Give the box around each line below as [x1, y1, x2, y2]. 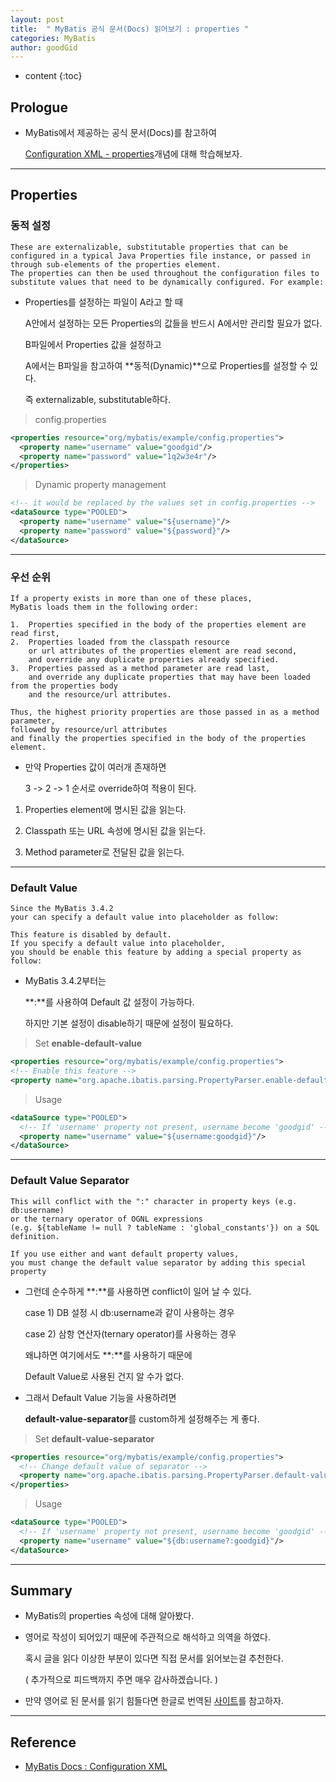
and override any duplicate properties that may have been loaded [28, 672, 311, 682]
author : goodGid [10, 42, 78, 53]
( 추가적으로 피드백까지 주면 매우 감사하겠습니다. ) [24, 1674, 219, 1686]
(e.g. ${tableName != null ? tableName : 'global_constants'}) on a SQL [10, 1222, 320, 1233]
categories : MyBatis [10, 33, 97, 43]
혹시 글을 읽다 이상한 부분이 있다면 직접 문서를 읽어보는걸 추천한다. [24, 1652, 284, 1665]
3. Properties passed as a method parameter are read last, [10, 663, 271, 673]
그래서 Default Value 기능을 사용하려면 [24, 1391, 177, 1403]
